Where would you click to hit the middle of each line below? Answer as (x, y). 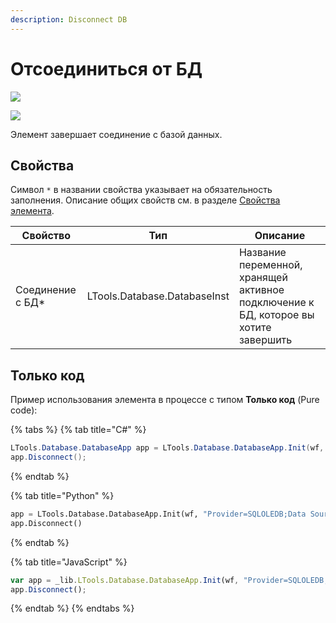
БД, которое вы (276, 315)
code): (24, 410)
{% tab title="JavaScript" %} (69, 562)
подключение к (276, 303)
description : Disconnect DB (69, 19)
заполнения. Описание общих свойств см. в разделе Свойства (145, 200)
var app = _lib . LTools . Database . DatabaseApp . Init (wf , (125, 580)
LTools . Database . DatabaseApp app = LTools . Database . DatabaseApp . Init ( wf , (167, 448)
